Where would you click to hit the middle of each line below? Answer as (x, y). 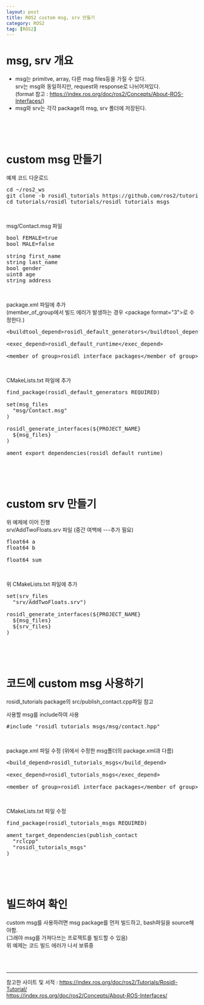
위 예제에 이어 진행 (28, 522)
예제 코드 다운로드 (27, 178)
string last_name (32, 263)
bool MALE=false (30, 244)
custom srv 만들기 (52, 504)
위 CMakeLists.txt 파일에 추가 (42, 584)
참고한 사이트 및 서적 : (32, 982)
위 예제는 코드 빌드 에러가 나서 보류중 (50, 945)
